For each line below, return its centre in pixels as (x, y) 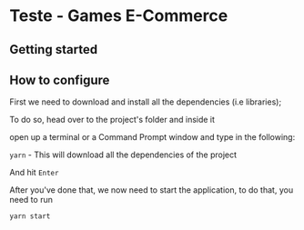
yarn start (30, 216)
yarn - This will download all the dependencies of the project (123, 155)
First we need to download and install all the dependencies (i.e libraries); (146, 102)
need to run (31, 200)
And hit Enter (34, 173)
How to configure (60, 80)
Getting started (54, 50)
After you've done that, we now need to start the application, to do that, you (152, 190)
